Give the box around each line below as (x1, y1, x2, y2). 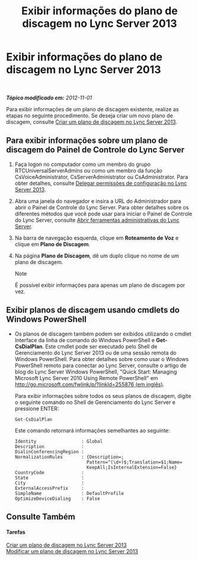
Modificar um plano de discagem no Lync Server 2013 (6, 548, 138, 555)
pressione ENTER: (14, 405, 59, 412)
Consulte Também (6, 512, 76, 522)
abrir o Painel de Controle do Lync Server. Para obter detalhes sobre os (14, 203, 189, 211)
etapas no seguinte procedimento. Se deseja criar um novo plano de (6, 112, 173, 119)
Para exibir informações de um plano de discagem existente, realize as (6, 105, 179, 112)
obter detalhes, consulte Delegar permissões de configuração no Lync (14, 180, 187, 187)
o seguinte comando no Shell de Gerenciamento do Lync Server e (14, 399, 176, 406)
